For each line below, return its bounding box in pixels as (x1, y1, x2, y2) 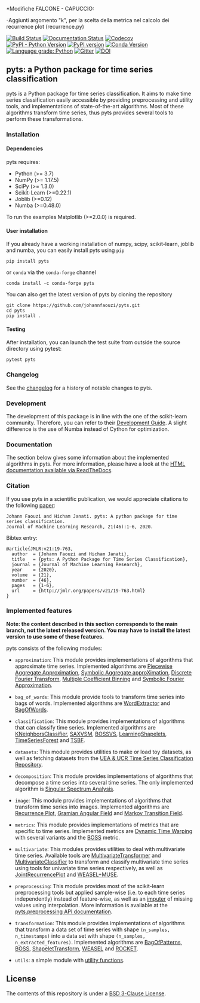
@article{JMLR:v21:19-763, (6, 546, 73, 552)
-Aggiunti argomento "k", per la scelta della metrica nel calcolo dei (6, 17, 170, 23)
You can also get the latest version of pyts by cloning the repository (6, 291, 173, 298)
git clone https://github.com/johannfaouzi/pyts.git (6, 302, 140, 309)
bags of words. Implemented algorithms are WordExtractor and (14, 700, 170, 707)
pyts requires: (6, 158, 41, 165)
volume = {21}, (11, 572, 52, 578)
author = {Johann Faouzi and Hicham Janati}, (11, 551, 130, 557)
